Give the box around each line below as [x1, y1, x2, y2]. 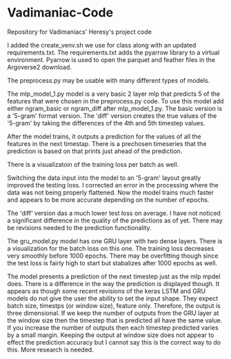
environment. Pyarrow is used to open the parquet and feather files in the [7, 55, 216, 63]
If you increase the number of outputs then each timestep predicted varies [7, 323, 219, 331]
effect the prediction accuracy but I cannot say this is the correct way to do [7, 338, 221, 346]
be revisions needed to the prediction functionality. [7, 223, 152, 232]
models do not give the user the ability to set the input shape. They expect [7, 294, 219, 302]
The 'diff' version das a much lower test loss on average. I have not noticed [7, 209, 221, 217]
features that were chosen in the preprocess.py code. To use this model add [7, 96, 224, 105]
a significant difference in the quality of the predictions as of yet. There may [7, 216, 223, 225]
